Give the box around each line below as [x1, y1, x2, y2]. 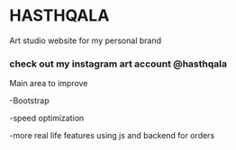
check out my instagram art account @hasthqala [9, 57, 228, 70]
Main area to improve [9, 78, 88, 89]
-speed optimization [9, 113, 85, 124]
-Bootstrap [9, 95, 50, 106]
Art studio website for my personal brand [9, 35, 162, 46]
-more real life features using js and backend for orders [9, 130, 215, 141]
